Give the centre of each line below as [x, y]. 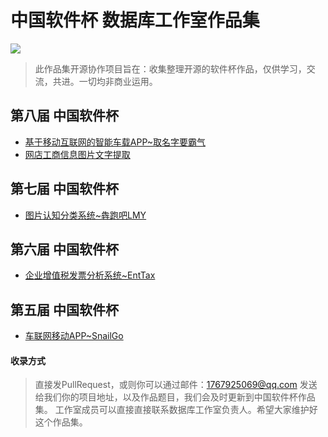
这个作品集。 [61, 422]
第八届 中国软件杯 [64, 116]
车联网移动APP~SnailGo [74, 336]
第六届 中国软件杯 [64, 249]
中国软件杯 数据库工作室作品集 [135, 20]
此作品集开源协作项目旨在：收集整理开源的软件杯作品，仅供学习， [170, 68]
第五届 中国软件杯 [64, 309]
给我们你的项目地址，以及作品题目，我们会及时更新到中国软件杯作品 [175, 397]
